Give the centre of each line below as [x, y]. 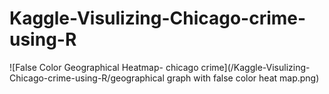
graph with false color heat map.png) [243, 78]
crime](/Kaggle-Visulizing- [255, 67]
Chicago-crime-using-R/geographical [87, 78]
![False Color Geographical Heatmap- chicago [104, 67]
